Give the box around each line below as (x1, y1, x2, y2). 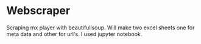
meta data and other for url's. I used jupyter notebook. (6, 30, 143, 37)
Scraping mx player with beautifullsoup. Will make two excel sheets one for (6, 24, 195, 31)
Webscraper (6, 4, 71, 18)
